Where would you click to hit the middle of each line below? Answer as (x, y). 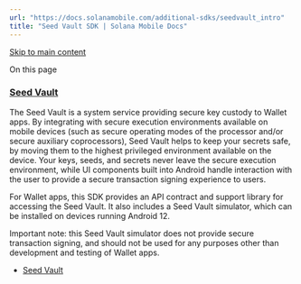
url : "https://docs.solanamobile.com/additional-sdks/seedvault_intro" (147, 18)
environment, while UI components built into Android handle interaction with (151, 169)
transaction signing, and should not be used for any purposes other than (144, 243)
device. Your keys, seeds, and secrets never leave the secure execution (143, 160)
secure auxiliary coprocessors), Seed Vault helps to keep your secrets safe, (150, 141)
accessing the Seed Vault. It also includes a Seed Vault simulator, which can (151, 206)
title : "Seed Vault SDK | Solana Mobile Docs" (99, 26)
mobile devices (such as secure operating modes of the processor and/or (146, 131)
